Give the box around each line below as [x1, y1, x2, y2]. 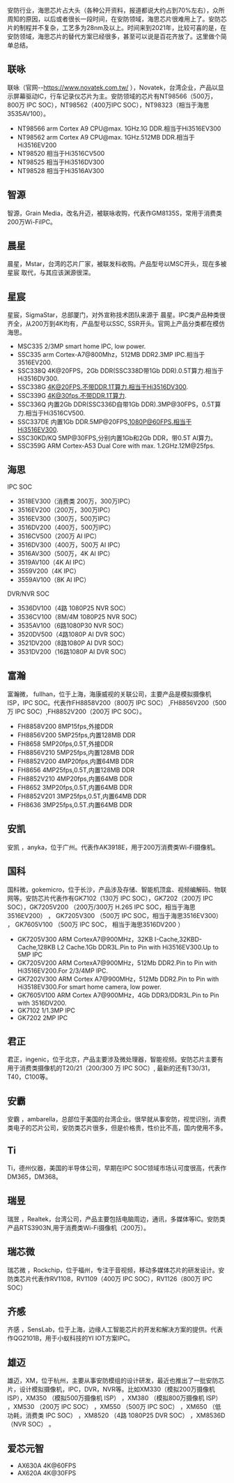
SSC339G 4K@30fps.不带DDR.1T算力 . [17, 392, 127, 400]
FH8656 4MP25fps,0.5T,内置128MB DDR [17, 765, 135, 774]
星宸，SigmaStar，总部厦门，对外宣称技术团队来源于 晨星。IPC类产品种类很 [7, 311, 226, 319]
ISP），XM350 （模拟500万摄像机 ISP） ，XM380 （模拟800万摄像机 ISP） [7, 1394, 222, 1402]
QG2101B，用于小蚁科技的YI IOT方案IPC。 [13, 1334, 134, 1343]
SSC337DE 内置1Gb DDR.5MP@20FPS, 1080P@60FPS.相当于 [17, 418, 192, 426]
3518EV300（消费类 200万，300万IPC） [17, 497, 134, 506]
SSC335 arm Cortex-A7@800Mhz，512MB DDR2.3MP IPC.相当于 [17, 351, 205, 359]
